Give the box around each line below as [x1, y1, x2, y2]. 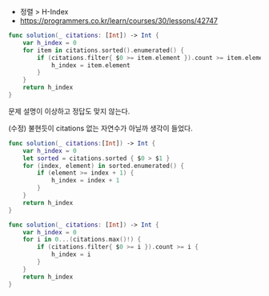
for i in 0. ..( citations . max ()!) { [22, 235, 142, 244]
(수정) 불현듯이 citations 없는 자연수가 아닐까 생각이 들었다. [8, 123, 194, 133]
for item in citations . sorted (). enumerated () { [22, 46, 184, 54]
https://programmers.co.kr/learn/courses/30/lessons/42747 [19, 16, 219, 26]
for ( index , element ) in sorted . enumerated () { [22, 162, 184, 170]
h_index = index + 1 [50, 177, 120, 185]
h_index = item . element [50, 61, 130, 70]
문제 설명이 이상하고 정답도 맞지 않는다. [8, 106, 130, 116]
